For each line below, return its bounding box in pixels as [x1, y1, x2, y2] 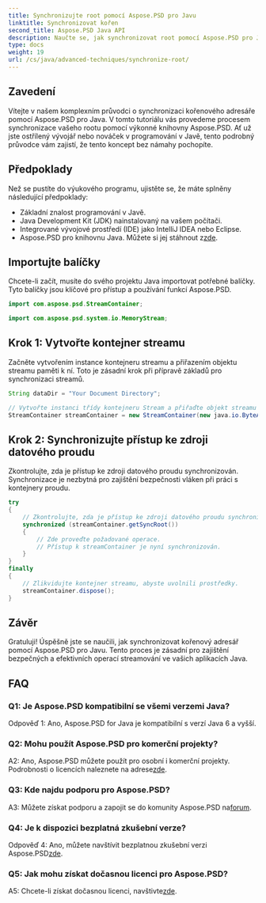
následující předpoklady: [8, 192, 89, 202]
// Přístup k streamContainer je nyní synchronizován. [36, 543, 222, 551]
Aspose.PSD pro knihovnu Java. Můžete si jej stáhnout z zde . [19, 233, 218, 242]
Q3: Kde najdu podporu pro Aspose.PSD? [8, 784, 170, 795]
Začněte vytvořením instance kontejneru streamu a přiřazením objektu [8, 357, 237, 366]
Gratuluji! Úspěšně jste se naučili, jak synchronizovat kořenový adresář [8, 637, 239, 647]
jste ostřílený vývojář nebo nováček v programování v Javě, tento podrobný [8, 131, 255, 141]
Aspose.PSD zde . [8, 848, 63, 858]
